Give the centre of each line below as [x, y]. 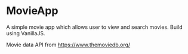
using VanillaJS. [26, 33]
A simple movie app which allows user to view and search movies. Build [95, 27]
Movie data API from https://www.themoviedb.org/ [68, 45]
